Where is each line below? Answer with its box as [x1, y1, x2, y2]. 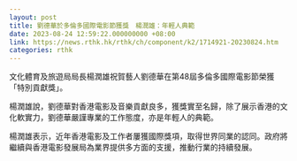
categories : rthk [9, 46, 73, 55]
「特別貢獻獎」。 [9, 82, 68, 93]
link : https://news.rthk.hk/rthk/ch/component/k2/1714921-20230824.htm [9, 37, 278, 47]
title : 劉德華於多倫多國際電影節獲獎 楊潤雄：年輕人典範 [9, 21, 195, 30]
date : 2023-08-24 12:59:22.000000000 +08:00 [9, 29, 176, 38]
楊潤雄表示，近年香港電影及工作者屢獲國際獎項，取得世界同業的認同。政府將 [9, 131, 288, 142]
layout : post [9, 12, 57, 22]
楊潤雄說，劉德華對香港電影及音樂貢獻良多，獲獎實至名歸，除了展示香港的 [9, 101, 280, 111]
